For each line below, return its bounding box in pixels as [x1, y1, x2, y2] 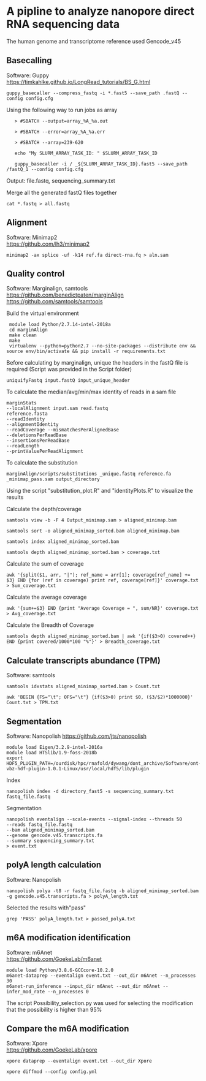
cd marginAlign [9, 327, 48, 333]
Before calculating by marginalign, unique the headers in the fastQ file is [6, 359, 189, 366]
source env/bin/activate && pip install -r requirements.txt [6, 348, 166, 355]
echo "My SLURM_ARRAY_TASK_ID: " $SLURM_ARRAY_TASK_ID [14, 150, 158, 156]
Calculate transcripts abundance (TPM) [6, 655, 161, 666]
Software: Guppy [6, 72, 49, 79]
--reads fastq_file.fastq [6, 822, 72, 828]
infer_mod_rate [6, 988, 45, 995]
